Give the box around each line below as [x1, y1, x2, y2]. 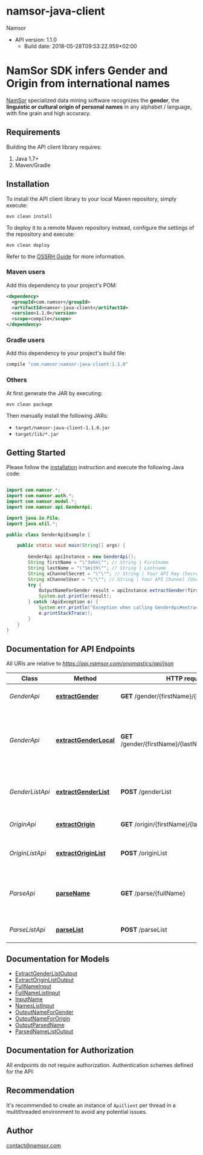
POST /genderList [120, 788, 172, 796]
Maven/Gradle [14, 161, 51, 169]
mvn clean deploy [6, 242, 50, 248]
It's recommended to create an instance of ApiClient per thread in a [6, 1102, 176, 1109]
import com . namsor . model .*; [6, 498, 77, 504]
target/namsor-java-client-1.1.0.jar [14, 424, 111, 431]
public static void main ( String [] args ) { [17, 543, 126, 549]
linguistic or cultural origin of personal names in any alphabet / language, [6, 103, 192, 110]
